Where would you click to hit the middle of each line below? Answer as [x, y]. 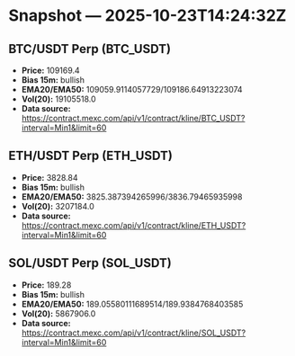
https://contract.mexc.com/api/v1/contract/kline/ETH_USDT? [134, 225]
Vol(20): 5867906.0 [58, 313]
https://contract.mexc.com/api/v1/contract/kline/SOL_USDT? [134, 333]
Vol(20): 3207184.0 [58, 206]
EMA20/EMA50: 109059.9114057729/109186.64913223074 [132, 89]
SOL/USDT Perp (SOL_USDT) [90, 263]
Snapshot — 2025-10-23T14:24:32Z [147, 16]
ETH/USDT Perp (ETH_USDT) [90, 156]
